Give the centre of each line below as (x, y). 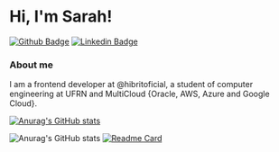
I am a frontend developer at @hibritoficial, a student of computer (131, 85)
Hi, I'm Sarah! (61, 17)
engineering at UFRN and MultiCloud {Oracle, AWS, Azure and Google (139, 94)
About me (32, 65)
